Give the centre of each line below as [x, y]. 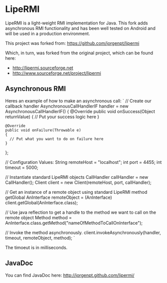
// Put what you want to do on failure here [57, 139]
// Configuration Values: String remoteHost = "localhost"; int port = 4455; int [83, 162]
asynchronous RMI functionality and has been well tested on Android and [80, 28]
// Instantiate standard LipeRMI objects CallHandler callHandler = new [77, 177]
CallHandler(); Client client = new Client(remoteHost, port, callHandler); [79, 182]
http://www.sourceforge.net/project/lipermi [57, 73]
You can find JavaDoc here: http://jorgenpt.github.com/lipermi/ [70, 275]
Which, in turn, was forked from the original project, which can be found [79, 53]
